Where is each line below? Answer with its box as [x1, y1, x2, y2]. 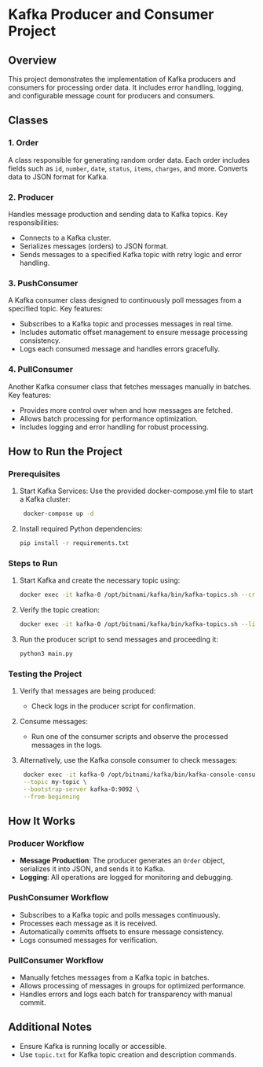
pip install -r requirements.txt [19, 539, 130, 547]
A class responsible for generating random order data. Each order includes [8, 155, 250, 164]
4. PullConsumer [8, 364, 74, 375]
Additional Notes [8, 1021, 93, 1034]
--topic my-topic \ [23, 778, 87, 786]
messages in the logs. [31, 741, 103, 750]
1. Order [8, 138, 39, 149]
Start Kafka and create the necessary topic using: [19, 576, 181, 585]
